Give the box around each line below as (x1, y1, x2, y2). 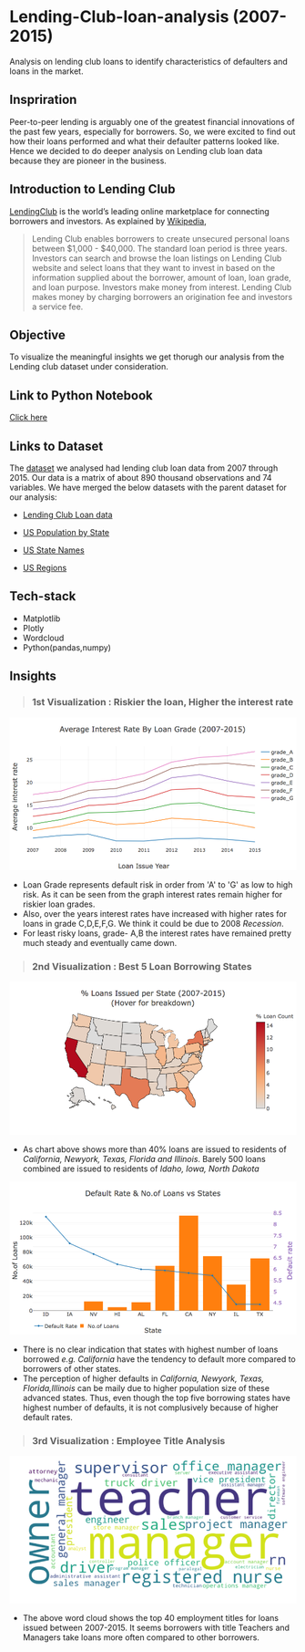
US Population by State (22, 527, 110, 537)
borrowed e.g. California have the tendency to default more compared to (22, 1353, 296, 1365)
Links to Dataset (9, 438, 104, 453)
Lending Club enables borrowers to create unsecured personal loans (31, 233, 290, 244)
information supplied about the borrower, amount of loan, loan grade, (31, 272, 291, 283)
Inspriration (9, 92, 77, 108)
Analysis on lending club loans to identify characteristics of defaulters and (9, 56, 289, 67)
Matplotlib (22, 613, 61, 624)
